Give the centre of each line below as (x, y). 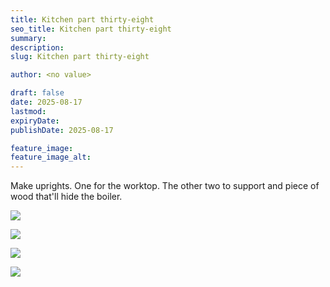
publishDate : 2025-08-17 (62, 130)
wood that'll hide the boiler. (66, 197)
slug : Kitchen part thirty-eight (80, 57)
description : (37, 47)
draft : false (37, 93)
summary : (28, 38)
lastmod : (28, 111)
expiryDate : (35, 121)
